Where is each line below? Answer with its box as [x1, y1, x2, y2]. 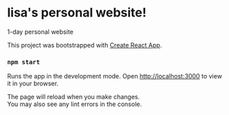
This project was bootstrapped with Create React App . [7, 41, 163, 49]
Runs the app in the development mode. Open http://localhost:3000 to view [7, 72, 223, 81]
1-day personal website [7, 28, 74, 36]
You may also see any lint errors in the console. [7, 100, 142, 108]
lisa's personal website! [7, 5, 147, 21]
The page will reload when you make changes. [7, 93, 140, 101]
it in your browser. [7, 79, 59, 87]
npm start [7, 58, 40, 66]
